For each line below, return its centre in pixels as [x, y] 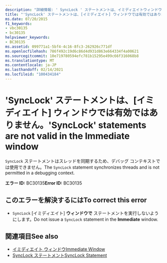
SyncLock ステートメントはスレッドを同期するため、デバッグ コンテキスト [81, 161]
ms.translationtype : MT [30, 61]
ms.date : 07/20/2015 [27, 19]
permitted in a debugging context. [40, 173]
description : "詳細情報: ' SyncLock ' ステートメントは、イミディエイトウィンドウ [84, 10]
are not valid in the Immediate [68, 136]
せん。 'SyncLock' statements [84, 125]
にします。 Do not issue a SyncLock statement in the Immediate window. [85, 219]
